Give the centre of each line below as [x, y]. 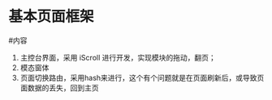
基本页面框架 [52, 17]
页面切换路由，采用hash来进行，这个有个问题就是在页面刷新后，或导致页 [142, 77]
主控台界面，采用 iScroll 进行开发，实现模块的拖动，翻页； [118, 57]
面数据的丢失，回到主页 [59, 87]
